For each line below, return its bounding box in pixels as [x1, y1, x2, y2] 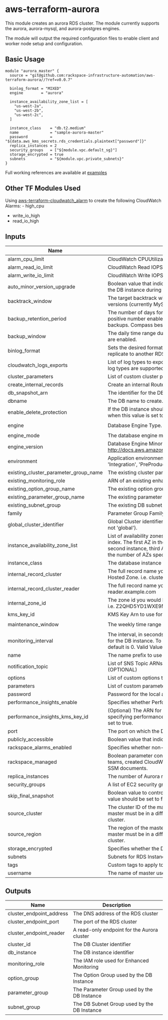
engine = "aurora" [9, 90, 64, 95]
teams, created [107, 758, 143, 765]
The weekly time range [107, 621, 161, 628]
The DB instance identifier [73, 949, 134, 956]
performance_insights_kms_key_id [7, 713, 88, 720]
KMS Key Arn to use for [107, 611, 162, 618]
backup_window [7, 333, 46, 340]
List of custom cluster [107, 373, 159, 380]
